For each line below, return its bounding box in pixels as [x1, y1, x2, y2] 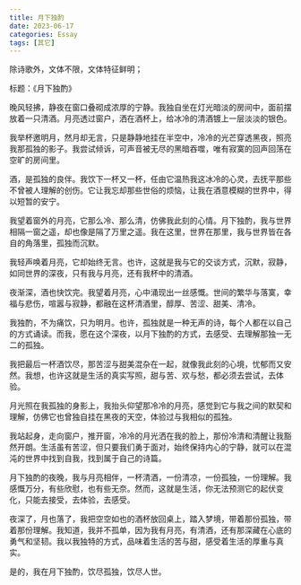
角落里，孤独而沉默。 [24, 238, 104, 249]
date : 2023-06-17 [9, 22, 74, 31]
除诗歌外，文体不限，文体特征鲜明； [9, 64, 143, 74]
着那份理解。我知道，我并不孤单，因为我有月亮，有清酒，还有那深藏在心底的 [9, 525, 292, 536]
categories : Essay [9, 30, 78, 39]
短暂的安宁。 [16, 196, 64, 207]
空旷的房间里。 [9, 154, 64, 166]
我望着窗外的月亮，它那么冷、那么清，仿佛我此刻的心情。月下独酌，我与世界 [9, 215, 292, 226]
